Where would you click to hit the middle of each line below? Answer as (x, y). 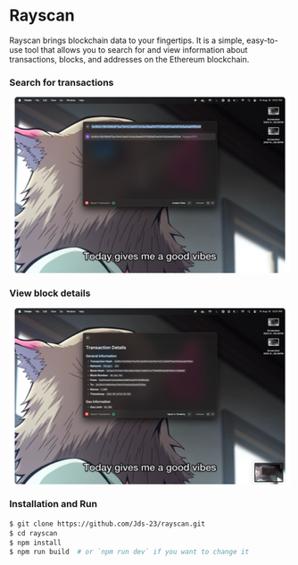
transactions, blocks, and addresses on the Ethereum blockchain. (129, 59)
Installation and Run (54, 504)
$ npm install (36, 543)
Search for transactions (62, 82)
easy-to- (262, 40)
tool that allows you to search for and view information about (136, 49)
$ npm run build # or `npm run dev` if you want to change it (129, 552)
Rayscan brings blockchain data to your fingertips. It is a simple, (127, 40)
